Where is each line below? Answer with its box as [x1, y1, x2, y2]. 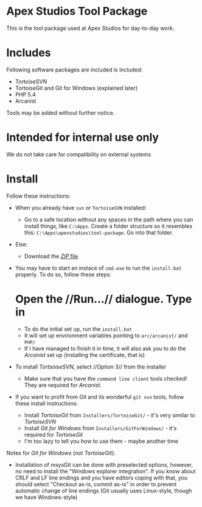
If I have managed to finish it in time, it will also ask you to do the [24, 345, 187, 352]
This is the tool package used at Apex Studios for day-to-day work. [6, 24, 175, 32]
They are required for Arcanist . [24, 381, 102, 389]
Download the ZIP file [24, 252, 78, 260]
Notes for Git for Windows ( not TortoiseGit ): [6, 449, 116, 456]
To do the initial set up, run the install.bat [24, 325, 133, 333]
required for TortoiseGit [24, 431, 83, 438]
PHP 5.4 [15, 90, 37, 98]
